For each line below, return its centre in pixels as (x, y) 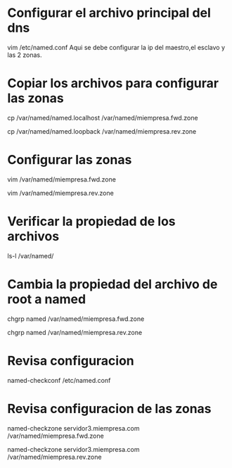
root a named (47, 299)
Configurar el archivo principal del (109, 13)
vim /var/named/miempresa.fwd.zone (62, 179)
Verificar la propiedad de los (91, 221)
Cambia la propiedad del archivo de (112, 284)
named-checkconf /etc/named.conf (59, 380)
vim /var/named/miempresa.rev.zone (60, 193)
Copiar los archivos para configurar (113, 83)
